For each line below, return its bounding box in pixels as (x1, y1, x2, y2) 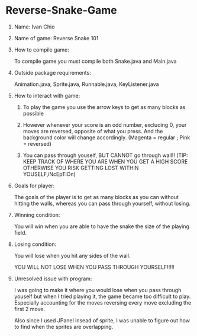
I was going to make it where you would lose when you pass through (14, 286, 182, 293)
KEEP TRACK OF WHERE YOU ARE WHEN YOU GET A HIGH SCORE (22, 158, 188, 165)
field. (14, 229, 27, 236)
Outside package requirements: (14, 69, 91, 76)
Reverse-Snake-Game (5, 4, 117, 17)
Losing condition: (14, 241, 57, 248)
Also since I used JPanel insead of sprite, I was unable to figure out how (14, 316, 190, 324)
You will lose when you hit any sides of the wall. (14, 252, 131, 259)
